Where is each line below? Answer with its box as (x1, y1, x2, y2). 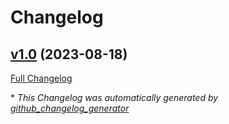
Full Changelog (10, 72, 73, 84)
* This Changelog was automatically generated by (10, 92, 219, 103)
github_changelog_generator (10, 102, 130, 114)
